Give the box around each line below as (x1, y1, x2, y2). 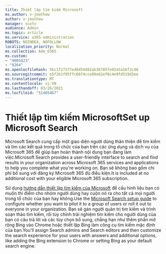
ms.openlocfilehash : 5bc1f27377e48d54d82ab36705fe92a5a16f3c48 (5, 67, 139, 72)
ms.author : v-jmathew (5, 12, 50, 17)
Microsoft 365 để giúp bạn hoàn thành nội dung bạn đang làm (5, 149, 132, 155)
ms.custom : (5, 53, 28, 59)
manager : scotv (5, 21, 37, 26)
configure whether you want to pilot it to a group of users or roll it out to (5, 201, 152, 207)
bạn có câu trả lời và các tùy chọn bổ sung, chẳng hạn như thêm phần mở (5, 217, 156, 223)
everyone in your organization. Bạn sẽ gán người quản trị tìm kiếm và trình (5, 206, 156, 212)
